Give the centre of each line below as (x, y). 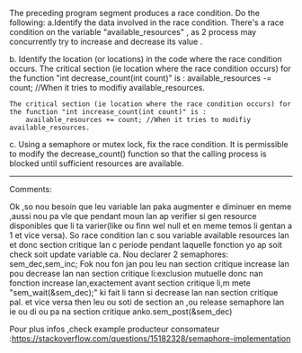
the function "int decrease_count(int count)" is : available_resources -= (141, 78)
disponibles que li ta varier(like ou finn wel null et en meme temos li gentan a (151, 225)
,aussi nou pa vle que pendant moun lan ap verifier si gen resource (133, 216)
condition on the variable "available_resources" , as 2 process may (133, 32)
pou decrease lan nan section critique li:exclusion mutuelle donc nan (136, 274)
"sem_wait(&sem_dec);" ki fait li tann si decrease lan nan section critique (144, 292)
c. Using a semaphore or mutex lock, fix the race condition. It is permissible (149, 144)
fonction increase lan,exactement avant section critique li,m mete (130, 283)
